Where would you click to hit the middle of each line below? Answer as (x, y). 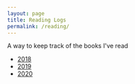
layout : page (26, 13)
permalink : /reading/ (38, 26)
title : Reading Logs (37, 20)
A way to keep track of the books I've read (68, 46)
